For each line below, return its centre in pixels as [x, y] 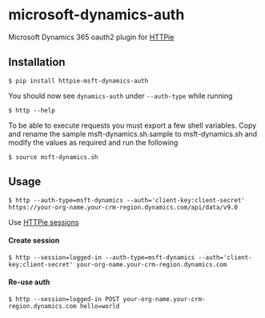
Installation [37, 62]
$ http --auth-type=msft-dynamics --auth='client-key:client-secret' [127, 200]
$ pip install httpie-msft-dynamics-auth [78, 81]
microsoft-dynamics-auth [96, 15]
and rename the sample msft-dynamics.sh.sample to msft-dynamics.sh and [133, 133]
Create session [34, 241]
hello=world [100, 306]
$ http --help [32, 110]
